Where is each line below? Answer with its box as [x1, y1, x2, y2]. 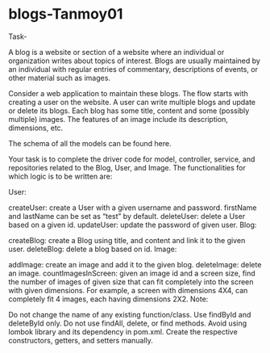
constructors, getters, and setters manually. [8, 335, 153, 345]
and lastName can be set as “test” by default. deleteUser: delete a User [8, 211, 246, 221]
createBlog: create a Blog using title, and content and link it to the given [8, 235, 246, 245]
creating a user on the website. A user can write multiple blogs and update [8, 97, 256, 107]
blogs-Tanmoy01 [8, 5, 123, 23]
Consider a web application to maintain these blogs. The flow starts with [8, 88, 248, 98]
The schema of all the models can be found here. [8, 138, 172, 148]
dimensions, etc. [8, 123, 64, 132]
